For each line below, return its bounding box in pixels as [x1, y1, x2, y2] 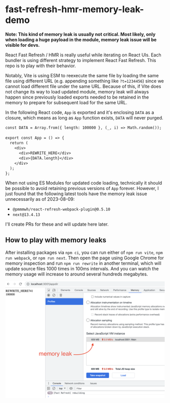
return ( [10, 140, 28, 145]
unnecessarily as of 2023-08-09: [5, 196, 75, 202]
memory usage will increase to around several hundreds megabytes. [5, 271, 148, 277]
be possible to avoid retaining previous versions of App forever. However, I [5, 185, 159, 191]
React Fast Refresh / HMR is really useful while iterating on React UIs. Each [5, 52, 161, 58]
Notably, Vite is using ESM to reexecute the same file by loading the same [5, 72, 159, 78]
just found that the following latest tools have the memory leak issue [5, 191, 148, 197]
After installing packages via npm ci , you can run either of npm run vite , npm [5, 249, 163, 255]
